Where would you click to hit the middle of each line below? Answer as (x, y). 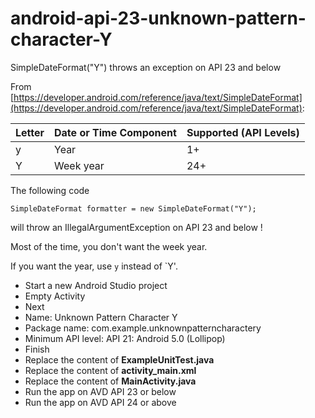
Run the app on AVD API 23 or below (100, 391)
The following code (50, 190)
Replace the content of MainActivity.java (110, 381)
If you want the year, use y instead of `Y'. (94, 266)
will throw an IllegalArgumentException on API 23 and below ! (136, 227)
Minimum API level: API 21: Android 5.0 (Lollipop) (125, 338)
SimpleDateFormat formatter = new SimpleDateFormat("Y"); (133, 208)
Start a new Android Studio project (96, 285)
